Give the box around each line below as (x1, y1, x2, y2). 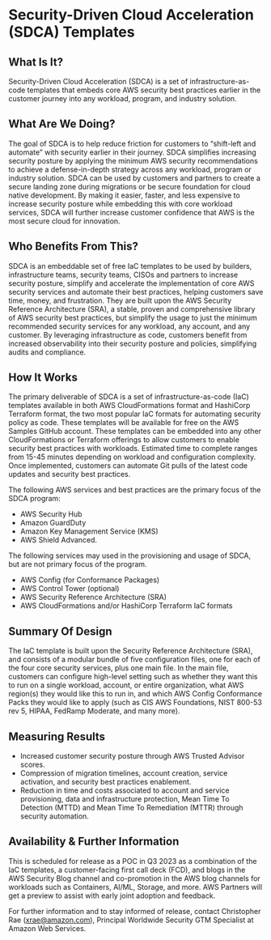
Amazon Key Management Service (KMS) (19, 526, 159, 536)
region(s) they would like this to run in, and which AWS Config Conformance (8, 689, 263, 699)
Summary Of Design (8, 624, 112, 638)
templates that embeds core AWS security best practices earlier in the (27, 85, 261, 95)
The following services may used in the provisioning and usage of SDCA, (8, 551, 252, 560)
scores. (19, 759, 46, 770)
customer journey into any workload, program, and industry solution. (8, 94, 237, 103)
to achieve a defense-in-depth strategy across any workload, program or (8, 164, 252, 174)
